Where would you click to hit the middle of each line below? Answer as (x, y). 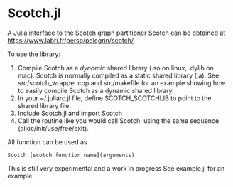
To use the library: (34, 54)
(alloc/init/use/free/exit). (53, 128)
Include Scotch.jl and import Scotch (70, 113)
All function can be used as (47, 142)
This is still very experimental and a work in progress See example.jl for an (116, 168)
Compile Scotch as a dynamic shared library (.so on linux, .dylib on (116, 68)
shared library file (43, 105)
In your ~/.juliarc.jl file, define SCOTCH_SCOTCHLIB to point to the (114, 98)
